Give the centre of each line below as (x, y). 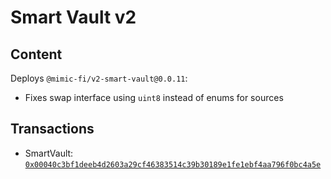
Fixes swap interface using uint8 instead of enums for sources (154, 97)
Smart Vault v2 (73, 17)
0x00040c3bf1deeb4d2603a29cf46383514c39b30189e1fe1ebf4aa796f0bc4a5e (173, 164)
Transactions (52, 129)
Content (36, 54)
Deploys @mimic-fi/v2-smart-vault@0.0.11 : (99, 78)
